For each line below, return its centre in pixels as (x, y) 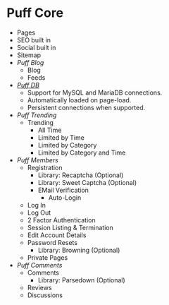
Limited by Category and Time (82, 152)
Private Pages (48, 257)
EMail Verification (63, 190)
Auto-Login (65, 197)
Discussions (45, 295)
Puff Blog (30, 62)
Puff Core (35, 13)
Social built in (36, 47)
